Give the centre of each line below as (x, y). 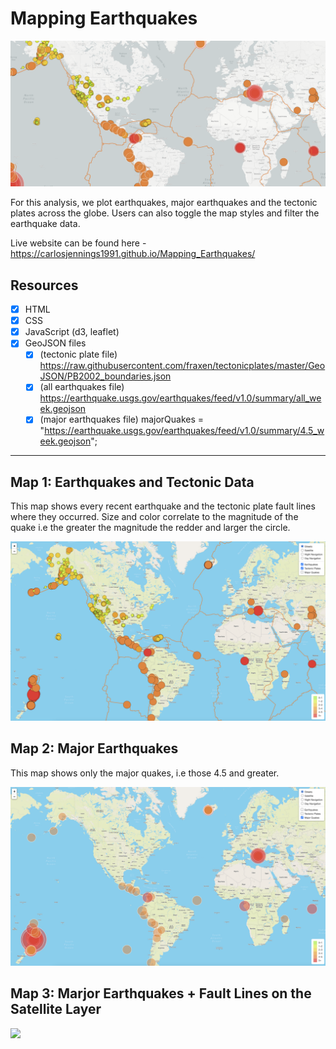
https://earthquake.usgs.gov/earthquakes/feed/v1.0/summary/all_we (180, 398)
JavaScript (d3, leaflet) (72, 332)
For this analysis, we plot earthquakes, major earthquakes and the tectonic (164, 203)
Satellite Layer (56, 1009)
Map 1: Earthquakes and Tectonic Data (132, 482)
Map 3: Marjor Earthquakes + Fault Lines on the (161, 993)
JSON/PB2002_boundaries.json (105, 376)
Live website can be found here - (78, 243)
